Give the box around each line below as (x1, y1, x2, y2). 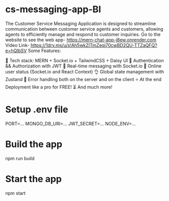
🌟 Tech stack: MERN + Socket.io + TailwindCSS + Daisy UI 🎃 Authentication (5, 57, 164, 63)
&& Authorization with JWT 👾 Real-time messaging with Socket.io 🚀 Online (5, 63, 162, 69)
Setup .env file (5, 104, 68, 115)
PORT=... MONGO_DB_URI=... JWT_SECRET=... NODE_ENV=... (5, 120, 136, 127)
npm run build (5, 155, 35, 161)
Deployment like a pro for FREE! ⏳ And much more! (5, 84, 113, 90)
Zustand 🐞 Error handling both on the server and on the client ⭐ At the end (5, 76, 162, 82)
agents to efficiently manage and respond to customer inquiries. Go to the (5, 31, 161, 37)
